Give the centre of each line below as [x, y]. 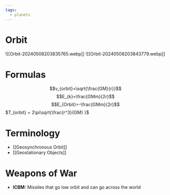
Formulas [25, 75]
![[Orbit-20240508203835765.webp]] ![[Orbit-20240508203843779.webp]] [85, 54]
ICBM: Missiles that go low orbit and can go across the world [77, 187]
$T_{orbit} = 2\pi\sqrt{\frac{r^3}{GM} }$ [47, 113]
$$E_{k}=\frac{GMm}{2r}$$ [86, 97]
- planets [20, 15]
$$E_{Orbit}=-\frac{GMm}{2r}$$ [86, 104]
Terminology [33, 133]
